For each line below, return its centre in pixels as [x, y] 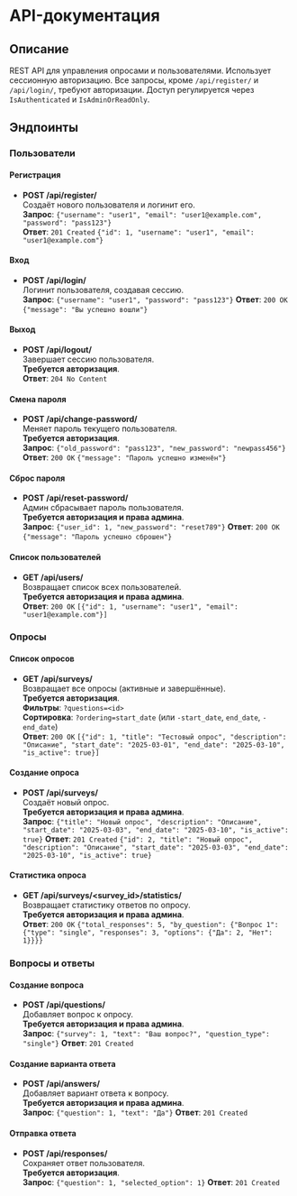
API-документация [85, 16]
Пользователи [42, 153]
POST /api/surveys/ [60, 792]
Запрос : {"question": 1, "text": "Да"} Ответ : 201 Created [135, 1113]
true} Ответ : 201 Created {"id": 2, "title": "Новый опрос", [138, 839]
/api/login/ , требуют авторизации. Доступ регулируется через [132, 90]
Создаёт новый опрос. [66, 802]
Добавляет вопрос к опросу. [77, 1015]
